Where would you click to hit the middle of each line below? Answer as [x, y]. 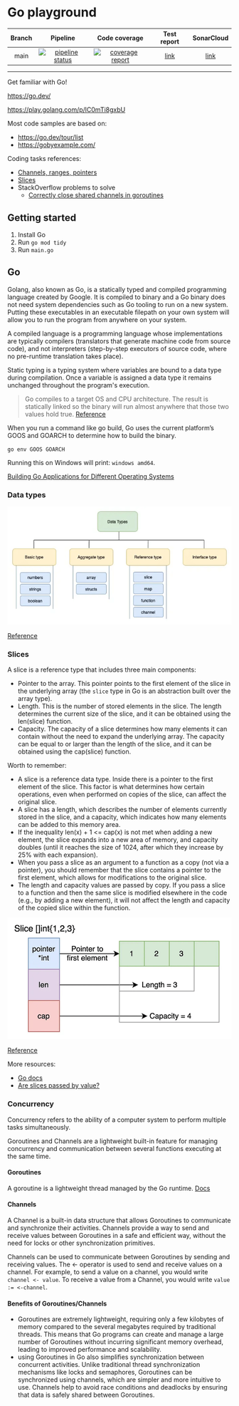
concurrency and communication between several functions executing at [115, 1148]
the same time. [29, 1156]
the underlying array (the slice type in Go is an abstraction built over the [124, 691]
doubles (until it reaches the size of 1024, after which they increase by [121, 848]
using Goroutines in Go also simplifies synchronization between [111, 1357]
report [170, 42]
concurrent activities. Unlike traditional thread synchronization [109, 1365]
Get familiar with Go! [37, 82]
